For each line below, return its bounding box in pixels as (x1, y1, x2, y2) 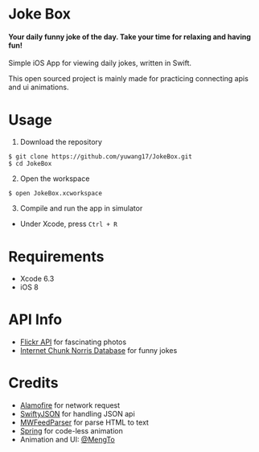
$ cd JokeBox (8, 160, 52, 168)
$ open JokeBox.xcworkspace (8, 190, 103, 198)
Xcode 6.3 (19, 274, 55, 284)
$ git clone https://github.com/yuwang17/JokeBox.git (8, 153, 193, 161)
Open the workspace (19, 174, 90, 183)
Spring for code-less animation (19, 426, 123, 436)
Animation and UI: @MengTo (19, 435, 115, 445)
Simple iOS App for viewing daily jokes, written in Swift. (8, 58, 191, 68)
